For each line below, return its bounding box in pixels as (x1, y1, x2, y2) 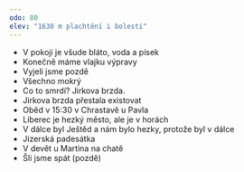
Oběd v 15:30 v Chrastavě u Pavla (22, 104, 149, 115)
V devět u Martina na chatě (22, 142, 124, 154)
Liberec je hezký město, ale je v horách (22, 114, 169, 125)
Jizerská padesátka (22, 133, 96, 144)
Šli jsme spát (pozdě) (22, 152, 102, 163)
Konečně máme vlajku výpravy (22, 56, 137, 67)
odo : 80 (9, 13, 39, 23)
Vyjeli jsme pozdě (22, 65, 89, 77)
